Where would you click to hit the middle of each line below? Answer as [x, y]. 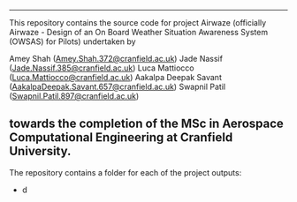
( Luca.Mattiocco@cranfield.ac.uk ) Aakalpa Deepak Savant [116, 77]
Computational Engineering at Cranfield [121, 138]
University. [40, 151]
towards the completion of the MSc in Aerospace [147, 124]
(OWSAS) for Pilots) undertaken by [72, 41]
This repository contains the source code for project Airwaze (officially [138, 22]
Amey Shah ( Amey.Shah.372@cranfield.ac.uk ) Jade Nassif [116, 59]
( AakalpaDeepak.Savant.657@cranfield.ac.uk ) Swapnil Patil [118, 86]
